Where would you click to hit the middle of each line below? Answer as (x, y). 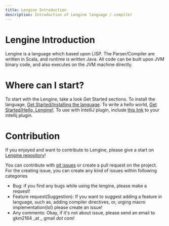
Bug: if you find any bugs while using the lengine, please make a (80, 186)
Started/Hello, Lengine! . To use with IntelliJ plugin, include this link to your (82, 110)
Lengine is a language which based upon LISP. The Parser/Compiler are (80, 54)
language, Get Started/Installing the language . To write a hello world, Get (81, 105)
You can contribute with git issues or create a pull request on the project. (81, 165)
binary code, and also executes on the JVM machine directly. (69, 64)
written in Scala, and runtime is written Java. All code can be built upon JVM (85, 59)
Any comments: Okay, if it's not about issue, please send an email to (84, 213)
